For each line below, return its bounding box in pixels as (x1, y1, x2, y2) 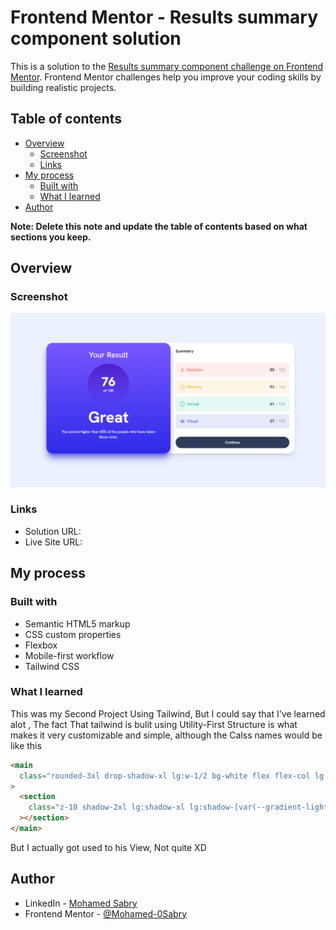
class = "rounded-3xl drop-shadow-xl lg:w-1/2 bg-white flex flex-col (19, 771, 311, 781)
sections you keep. (10, 231, 92, 243)
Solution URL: (24, 525, 82, 537)
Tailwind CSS (24, 660, 80, 672)
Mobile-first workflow (24, 649, 115, 661)
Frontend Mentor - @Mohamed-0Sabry (24, 907, 187, 920)
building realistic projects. (10, 81, 117, 93)
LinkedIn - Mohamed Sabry (24, 897, 138, 909)
